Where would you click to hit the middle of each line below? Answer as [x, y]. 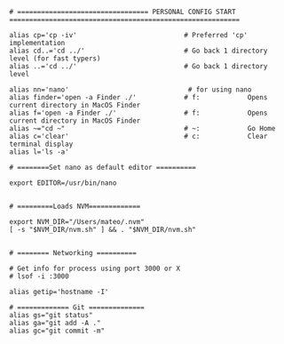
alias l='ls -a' [39, 152]
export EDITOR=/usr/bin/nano [63, 183]
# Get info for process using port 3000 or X [95, 268]
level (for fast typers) [55, 59]
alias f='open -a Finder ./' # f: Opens [138, 113]
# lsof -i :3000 [39, 276]
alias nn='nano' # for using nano [130, 90]
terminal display [41, 144]
